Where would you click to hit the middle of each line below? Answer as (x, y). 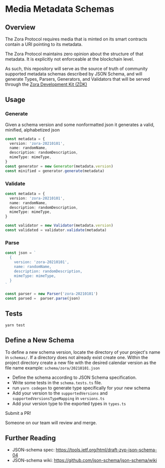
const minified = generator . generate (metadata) (55, 171)
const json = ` (21, 253)
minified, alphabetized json (33, 130)
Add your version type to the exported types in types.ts (69, 403)
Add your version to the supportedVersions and (60, 393)
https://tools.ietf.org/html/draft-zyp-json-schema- (106, 450)
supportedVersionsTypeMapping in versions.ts (58, 398)
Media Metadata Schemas (60, 9)
